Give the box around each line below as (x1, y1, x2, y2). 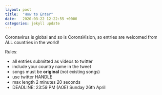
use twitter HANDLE (12, 74, 53, 80)
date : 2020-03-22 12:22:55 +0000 (5, 16, 78, 21)
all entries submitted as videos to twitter (12, 58, 93, 64)
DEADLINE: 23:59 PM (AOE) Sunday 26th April (12, 84, 106, 91)
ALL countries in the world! (5, 40, 60, 46)
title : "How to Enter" (5, 12, 54, 17)
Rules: (5, 49, 18, 55)
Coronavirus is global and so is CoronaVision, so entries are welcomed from (5, 34, 158, 40)
